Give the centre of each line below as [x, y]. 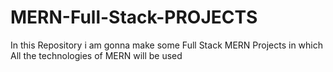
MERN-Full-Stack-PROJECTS [134, 17]
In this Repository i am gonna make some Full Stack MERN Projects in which [167, 45]
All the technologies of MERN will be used [96, 55]
